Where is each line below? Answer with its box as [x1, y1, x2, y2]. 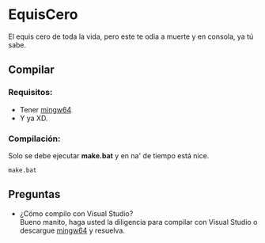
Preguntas [8, 188, 61, 201]
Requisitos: [8, 87, 53, 98]
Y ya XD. [19, 113, 48, 123]
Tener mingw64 [19, 104, 72, 114]
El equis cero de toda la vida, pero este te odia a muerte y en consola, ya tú [8, 32, 254, 41]
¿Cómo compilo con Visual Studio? [19, 208, 134, 218]
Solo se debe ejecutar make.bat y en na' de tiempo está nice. [8, 150, 210, 160]
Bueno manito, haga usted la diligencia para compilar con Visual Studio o [19, 217, 258, 226]
